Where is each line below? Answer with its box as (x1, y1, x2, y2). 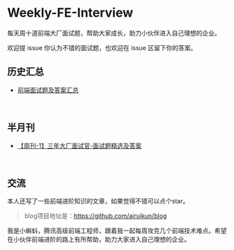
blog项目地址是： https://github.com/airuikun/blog (24, 212, 167, 220)
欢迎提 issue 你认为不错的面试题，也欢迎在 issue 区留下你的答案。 (7, 43, 197, 52)
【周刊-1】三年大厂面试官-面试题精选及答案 (17, 141, 142, 150)
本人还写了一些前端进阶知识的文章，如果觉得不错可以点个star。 (7, 197, 189, 205)
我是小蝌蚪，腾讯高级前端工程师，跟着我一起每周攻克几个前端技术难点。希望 (7, 226, 227, 235)
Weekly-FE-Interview (7, 5, 134, 21)
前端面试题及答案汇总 (17, 86, 79, 94)
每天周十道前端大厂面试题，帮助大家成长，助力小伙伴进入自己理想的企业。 (7, 29, 221, 37)
